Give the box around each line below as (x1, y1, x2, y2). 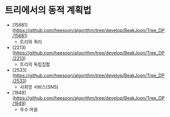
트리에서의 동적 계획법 (5, 5, 91, 16)
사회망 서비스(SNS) (19, 83, 59, 90)
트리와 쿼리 (19, 39, 42, 45)
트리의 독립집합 (19, 61, 51, 67)
